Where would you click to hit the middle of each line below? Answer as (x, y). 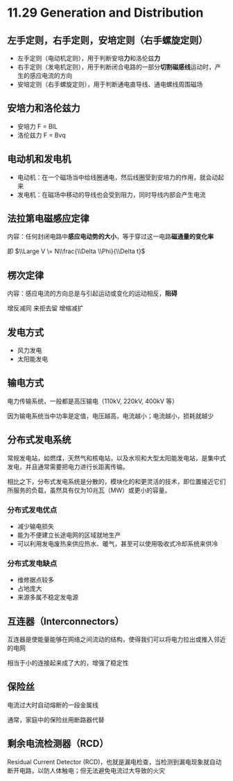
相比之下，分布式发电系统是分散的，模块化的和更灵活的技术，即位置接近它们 (116, 481)
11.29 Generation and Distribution (105, 13)
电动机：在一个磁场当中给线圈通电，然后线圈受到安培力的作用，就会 (114, 177)
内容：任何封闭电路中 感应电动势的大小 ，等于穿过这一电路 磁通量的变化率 (110, 236)
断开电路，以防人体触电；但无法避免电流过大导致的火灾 (86, 771)
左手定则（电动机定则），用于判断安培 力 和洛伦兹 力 (89, 58)
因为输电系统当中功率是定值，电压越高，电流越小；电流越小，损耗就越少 (110, 416)
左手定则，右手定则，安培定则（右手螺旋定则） (107, 40)
